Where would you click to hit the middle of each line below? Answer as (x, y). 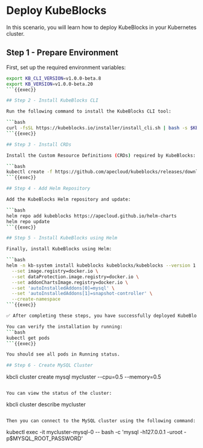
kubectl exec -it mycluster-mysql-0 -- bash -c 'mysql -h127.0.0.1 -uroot (95, 432)
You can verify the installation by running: (64, 326)
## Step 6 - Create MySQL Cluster (50, 365)
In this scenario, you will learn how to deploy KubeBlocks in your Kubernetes (101, 27)
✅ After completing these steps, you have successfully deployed (91, 316)
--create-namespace (36, 299)
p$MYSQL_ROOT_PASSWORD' (45, 438)
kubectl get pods (28, 338)
